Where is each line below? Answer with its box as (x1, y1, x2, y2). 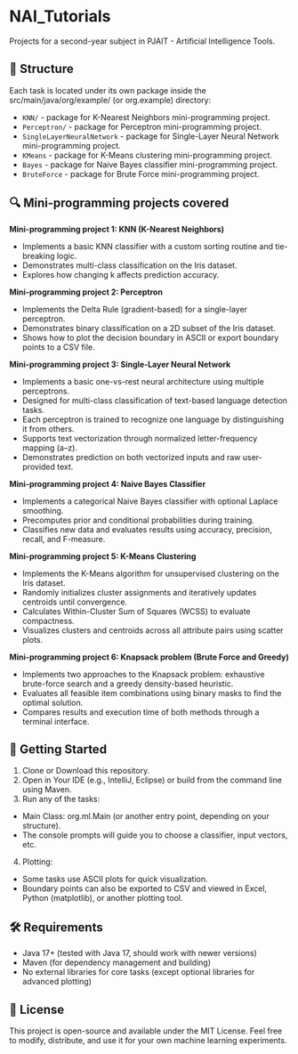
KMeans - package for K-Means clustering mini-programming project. (21, 150, 273, 160)
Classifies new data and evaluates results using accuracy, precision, (21, 523, 273, 535)
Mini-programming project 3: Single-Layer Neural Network (9, 359, 231, 369)
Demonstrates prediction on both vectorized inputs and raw (21, 451, 241, 462)
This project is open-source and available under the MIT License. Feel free (9, 1026, 283, 1036)
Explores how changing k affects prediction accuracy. (21, 269, 220, 280)
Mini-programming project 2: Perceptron (9, 287, 163, 297)
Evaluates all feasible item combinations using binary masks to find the (21, 687, 282, 698)
